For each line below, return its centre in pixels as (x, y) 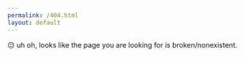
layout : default (34, 23)
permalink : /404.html (43, 15)
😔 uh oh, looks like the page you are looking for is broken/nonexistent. (122, 45)
